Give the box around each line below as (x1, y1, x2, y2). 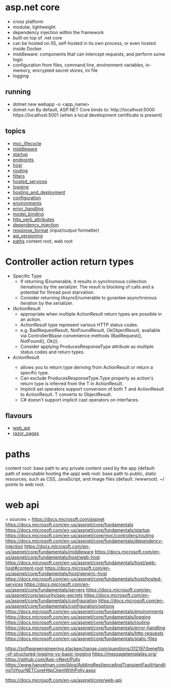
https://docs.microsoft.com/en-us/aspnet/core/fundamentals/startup (5, 527, 150, 533)
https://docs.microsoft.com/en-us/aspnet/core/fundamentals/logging (5, 614, 151, 620)
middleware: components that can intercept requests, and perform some (12, 51, 165, 57)
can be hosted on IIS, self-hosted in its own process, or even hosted (12, 40, 156, 46)
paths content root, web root (12, 238, 73, 244)
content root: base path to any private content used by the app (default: (5, 465, 156, 471)
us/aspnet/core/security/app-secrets (5, 592, 83, 599)
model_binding (12, 211, 44, 217)
